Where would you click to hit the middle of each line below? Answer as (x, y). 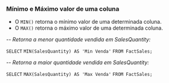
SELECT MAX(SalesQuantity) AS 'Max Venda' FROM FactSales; (79, 75)
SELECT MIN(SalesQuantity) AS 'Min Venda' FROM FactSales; (79, 52)
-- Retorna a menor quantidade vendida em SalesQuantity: (79, 40)
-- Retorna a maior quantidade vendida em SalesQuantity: (78, 63)
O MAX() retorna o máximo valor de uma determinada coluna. (89, 28)
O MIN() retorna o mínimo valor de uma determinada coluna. (88, 22)
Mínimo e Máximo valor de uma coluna (63, 9)
